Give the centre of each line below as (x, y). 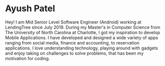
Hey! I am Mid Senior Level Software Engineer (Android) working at (73, 22)
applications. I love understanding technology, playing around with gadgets (82, 48)
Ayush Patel (30, 9)
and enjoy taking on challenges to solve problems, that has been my (75, 53)
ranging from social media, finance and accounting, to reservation (72, 43)
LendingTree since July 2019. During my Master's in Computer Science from (83, 27)
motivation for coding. (28, 58)
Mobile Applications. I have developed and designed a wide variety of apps (82, 38)
